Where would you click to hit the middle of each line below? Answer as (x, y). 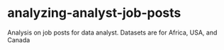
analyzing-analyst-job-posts (94, 13)
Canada (19, 39)
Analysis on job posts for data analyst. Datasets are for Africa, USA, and (112, 32)
